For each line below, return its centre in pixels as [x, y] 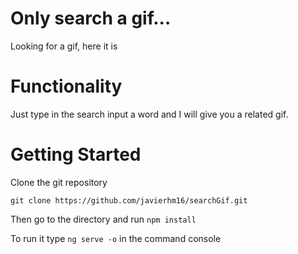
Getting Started [76, 154]
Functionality [66, 86]
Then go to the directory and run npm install [103, 219]
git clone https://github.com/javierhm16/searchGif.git [129, 200]
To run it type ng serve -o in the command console [116, 238]
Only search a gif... [91, 18]
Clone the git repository [59, 182]
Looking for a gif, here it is [64, 46]
